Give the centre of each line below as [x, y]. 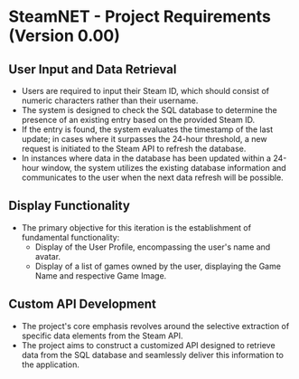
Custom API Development [83, 304]
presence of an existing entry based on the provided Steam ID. [138, 120]
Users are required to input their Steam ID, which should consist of [145, 91]
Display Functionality [69, 206]
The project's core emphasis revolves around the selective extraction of [155, 326]
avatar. [47, 256]
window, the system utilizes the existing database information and [164, 168]
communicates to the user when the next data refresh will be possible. [152, 177]
